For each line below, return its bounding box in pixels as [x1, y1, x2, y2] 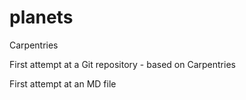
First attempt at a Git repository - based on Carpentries [9, 58, 236, 70]
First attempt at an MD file [9, 77, 117, 90]
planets [9, 6, 74, 29]
